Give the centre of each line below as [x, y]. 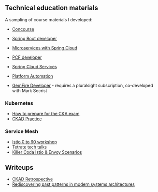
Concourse [23, 29]
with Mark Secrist [29, 90]
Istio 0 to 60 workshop [34, 142]
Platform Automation [32, 76]
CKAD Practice [27, 119]
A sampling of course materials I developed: [49, 19]
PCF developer [27, 57]
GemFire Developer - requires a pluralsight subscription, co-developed [82, 85]
